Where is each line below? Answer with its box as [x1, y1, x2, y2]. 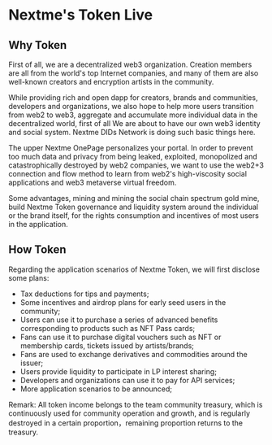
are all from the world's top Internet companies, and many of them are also [8, 68, 259, 78]
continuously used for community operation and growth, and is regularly [8, 408, 250, 418]
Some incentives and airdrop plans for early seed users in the [19, 297, 227, 307]
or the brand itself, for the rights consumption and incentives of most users [8, 211, 260, 220]
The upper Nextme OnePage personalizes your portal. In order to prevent [8, 143, 253, 152]
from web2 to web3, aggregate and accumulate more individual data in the [8, 110, 258, 120]
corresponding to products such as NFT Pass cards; [19, 323, 196, 333]
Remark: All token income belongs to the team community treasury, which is [8, 399, 263, 409]
